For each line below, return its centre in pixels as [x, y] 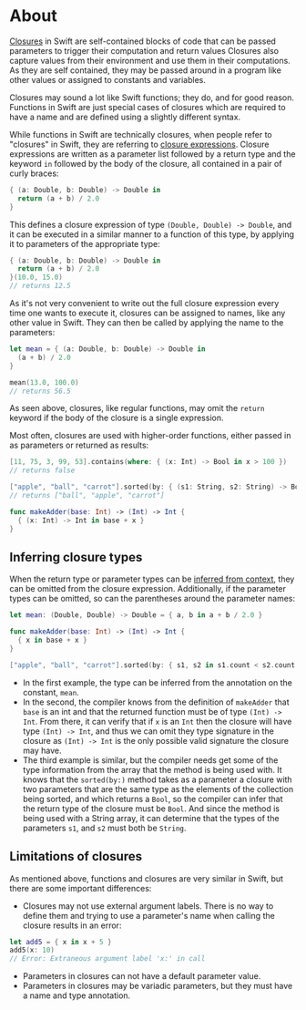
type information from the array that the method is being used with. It [152, 769]
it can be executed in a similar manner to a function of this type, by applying [152, 234]
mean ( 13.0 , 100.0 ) [44, 382]
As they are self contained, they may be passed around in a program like [146, 70]
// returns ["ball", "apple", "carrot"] [87, 496]
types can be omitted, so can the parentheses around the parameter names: [153, 599]
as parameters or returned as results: [79, 445]
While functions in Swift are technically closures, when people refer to [141, 134]
